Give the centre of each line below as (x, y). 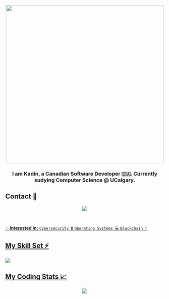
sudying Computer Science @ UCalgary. (85, 180)
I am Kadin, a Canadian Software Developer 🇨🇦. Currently (85, 174)
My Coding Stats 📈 (36, 276)
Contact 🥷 (21, 197)
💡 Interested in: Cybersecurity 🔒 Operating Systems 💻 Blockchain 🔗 (76, 228)
